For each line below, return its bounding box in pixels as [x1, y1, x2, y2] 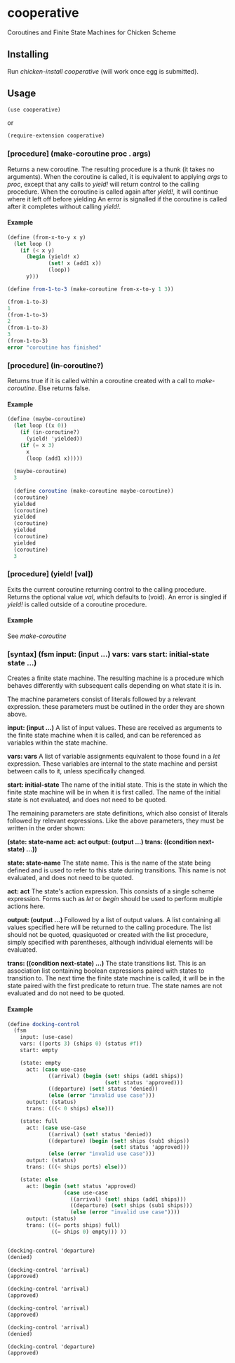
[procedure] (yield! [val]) [7, 569, 93, 579]
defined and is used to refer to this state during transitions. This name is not [7, 866, 227, 875]
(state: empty [20, 1059, 61, 1066]
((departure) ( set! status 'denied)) [48, 1086, 159, 1093]
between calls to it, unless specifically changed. [7, 767, 146, 776]
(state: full [20, 1117, 58, 1124]
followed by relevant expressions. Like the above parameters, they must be [7, 816, 224, 825]
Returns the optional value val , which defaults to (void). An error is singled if [7, 592, 227, 601]
